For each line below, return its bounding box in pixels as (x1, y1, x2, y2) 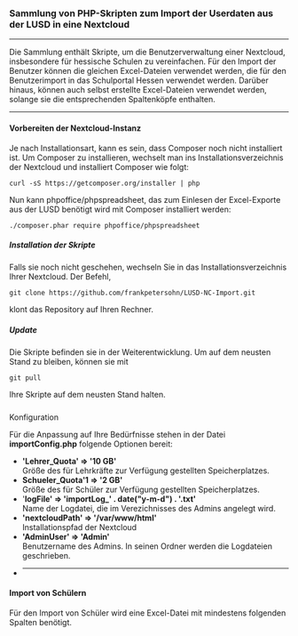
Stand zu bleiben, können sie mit (9, 357, 129, 367)
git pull (9, 374, 42, 382)
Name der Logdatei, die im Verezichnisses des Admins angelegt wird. (21, 503, 277, 513)
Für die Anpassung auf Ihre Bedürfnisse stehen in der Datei (9, 429, 226, 439)
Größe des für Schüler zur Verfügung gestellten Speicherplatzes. (21, 484, 260, 495)
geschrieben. (21, 550, 71, 560)
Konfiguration (9, 412, 59, 423)
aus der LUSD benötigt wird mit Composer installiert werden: (9, 204, 231, 214)
